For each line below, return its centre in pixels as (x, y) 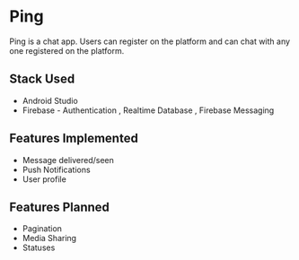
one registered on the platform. (67, 50)
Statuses (39, 247)
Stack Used (42, 79)
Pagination (42, 229)
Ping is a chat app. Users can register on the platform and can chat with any (149, 41)
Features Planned (60, 207)
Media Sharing (49, 238)
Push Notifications (57, 169)
